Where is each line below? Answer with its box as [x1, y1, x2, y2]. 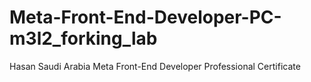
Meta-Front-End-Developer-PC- [9, 6, 282, 29]
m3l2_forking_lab [9, 27, 158, 50]
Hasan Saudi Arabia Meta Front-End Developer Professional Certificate [9, 60, 301, 72]
